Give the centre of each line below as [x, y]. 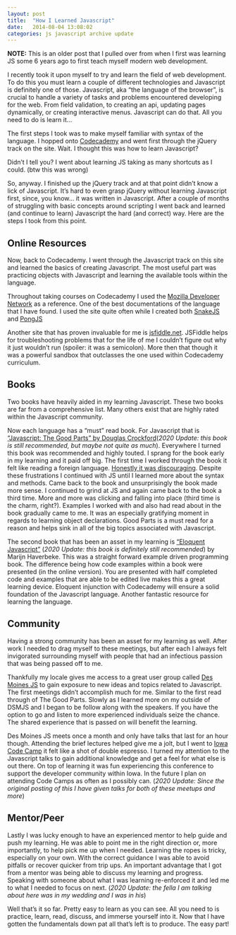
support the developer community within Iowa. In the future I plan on [107, 773]
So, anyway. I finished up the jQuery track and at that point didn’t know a [113, 184]
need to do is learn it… [40, 120]
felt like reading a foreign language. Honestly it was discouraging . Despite [114, 467]
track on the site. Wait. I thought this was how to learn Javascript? [103, 148]
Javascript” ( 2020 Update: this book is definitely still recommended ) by [111, 549]
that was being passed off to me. [55, 663]
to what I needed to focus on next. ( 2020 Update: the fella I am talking [110, 888]
